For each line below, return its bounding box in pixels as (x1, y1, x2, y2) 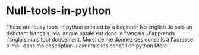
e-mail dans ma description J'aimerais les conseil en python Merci (6, 42, 169, 49)
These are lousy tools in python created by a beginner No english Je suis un (6, 23, 192, 30)
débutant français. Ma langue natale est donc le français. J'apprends (6, 29, 175, 36)
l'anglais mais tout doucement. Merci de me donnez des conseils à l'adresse (6, 36, 194, 43)
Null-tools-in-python (6, 4, 112, 18)
